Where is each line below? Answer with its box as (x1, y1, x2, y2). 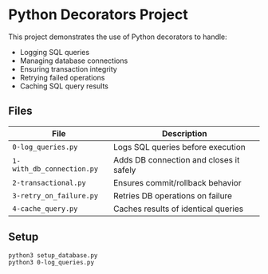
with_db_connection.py (12, 164, 98, 173)
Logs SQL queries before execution (112, 141, 246, 152)
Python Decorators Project (8, 6, 189, 24)
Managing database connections (19, 56, 128, 65)
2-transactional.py (12, 178, 86, 187)
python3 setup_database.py (8, 251, 98, 260)
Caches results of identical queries (112, 203, 244, 214)
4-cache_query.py (12, 204, 78, 213)
